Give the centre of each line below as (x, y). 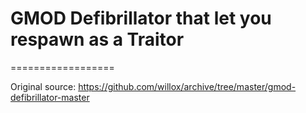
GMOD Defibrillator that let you (141, 18)
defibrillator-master (50, 97)
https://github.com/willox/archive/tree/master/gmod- (187, 86)
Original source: (43, 86)
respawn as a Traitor (97, 39)
